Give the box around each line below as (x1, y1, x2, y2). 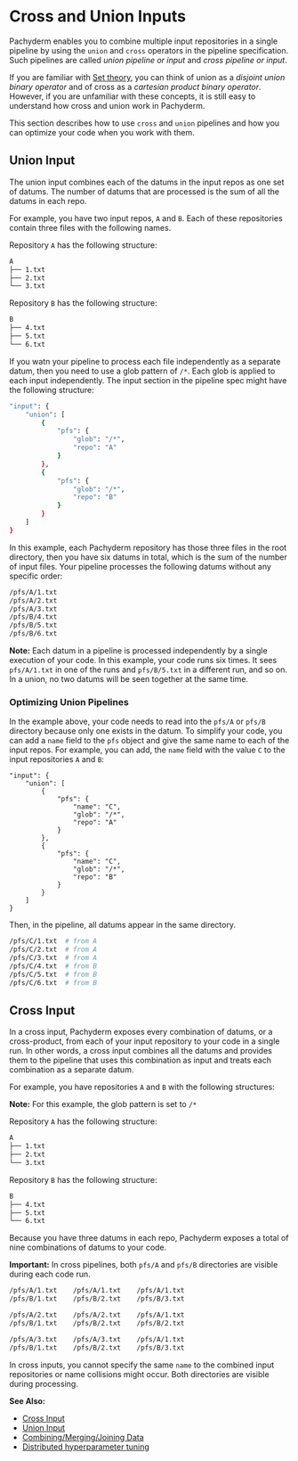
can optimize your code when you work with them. (9, 127, 195, 137)
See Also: (9, 1395, 46, 1406)
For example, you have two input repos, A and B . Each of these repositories (9, 212, 283, 224)
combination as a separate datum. (9, 1064, 134, 1075)
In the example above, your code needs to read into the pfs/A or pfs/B (9, 716, 266, 727)
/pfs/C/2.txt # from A (9, 945, 98, 955)
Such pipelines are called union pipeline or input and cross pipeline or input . (9, 54, 287, 65)
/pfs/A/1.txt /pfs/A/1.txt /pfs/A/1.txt (9, 1286, 185, 1295)
